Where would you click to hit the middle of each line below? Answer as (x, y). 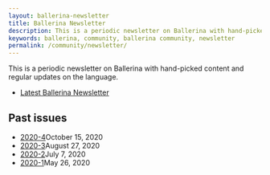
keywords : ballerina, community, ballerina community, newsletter (122, 38)
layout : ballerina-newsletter (59, 16)
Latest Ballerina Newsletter (65, 92)
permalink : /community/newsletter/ (68, 46)
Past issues (38, 118)
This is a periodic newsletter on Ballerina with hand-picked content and (126, 68)
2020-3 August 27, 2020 (60, 145)
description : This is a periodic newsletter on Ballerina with (117, 31)
